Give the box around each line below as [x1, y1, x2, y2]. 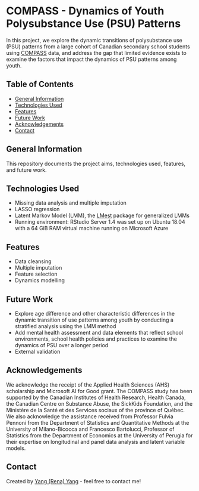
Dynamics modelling [14, 277, 65, 284]
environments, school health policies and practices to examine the [14, 335, 177, 342]
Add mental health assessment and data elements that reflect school [14, 329, 183, 336]
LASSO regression [14, 206, 60, 213]
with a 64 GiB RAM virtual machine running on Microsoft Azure [14, 225, 169, 232]
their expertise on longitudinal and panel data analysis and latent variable [6, 438, 185, 445]
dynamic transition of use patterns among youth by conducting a [14, 316, 174, 323]
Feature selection [14, 270, 58, 278]
